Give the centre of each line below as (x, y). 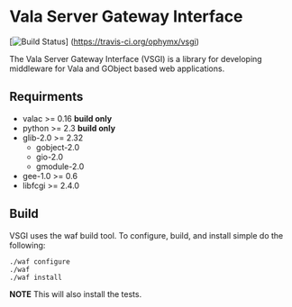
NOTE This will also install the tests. (76, 293)
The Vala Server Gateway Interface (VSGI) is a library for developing (136, 59)
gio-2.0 (49, 157)
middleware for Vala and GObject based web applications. (117, 68)
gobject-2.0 (58, 147)
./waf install (36, 277)
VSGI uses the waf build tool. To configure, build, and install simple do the (146, 235)
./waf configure (40, 262)
